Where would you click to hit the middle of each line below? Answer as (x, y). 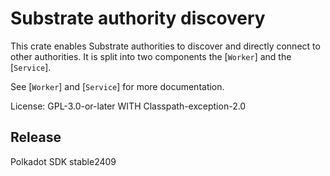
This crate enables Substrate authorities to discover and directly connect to (165, 46)
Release (36, 137)
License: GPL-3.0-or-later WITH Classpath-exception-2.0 (128, 106)
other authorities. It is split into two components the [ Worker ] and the (151, 56)
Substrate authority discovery (138, 18)
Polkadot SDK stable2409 (63, 161)
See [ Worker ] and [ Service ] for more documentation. (117, 86)
